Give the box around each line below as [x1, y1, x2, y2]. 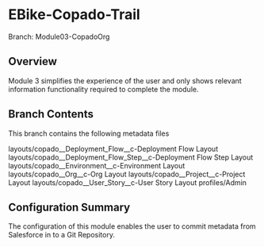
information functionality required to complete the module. [8, 84, 199, 94]
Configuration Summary [8, 200, 131, 214]
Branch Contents [8, 107, 94, 121]
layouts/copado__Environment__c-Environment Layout [8, 160, 186, 170]
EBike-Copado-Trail [8, 6, 140, 24]
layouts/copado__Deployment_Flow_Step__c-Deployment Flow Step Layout [8, 152, 254, 162]
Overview [8, 55, 58, 68]
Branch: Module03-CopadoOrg [8, 32, 110, 41]
